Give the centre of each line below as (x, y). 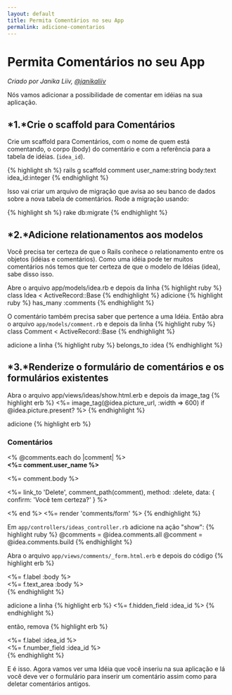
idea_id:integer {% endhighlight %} (58, 178)
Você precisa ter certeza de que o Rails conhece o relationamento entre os (115, 252)
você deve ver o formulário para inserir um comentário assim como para (112, 677)
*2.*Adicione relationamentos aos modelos (105, 234)
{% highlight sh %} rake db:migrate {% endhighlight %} (88, 213)
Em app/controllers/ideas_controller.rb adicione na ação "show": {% (111, 527)
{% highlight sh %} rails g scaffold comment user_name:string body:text (112, 171)
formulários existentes (58, 378)
